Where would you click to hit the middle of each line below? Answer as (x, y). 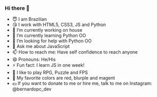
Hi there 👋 (17, 8)
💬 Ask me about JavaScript (41, 46)
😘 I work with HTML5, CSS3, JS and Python (59, 25)
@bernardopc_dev (32, 89)
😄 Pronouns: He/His (34, 59)
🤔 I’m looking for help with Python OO (52, 41)
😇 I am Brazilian (30, 19)
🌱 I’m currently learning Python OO (49, 36)
